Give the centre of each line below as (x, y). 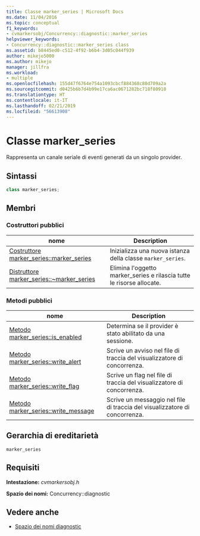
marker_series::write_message (52, 410)
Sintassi (21, 176)
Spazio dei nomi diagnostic (48, 526)
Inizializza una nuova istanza (150, 251)
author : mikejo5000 (30, 56)
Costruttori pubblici (35, 225)
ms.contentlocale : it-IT (37, 100)
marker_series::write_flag (44, 386)
